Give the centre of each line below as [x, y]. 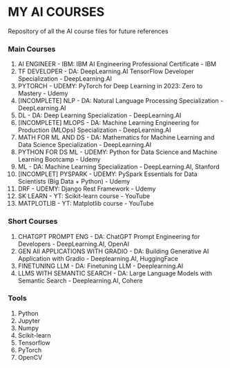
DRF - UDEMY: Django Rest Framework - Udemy [87, 189]
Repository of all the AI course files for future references [88, 31]
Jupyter [29, 320]
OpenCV [30, 357]
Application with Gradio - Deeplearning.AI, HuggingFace [98, 258]
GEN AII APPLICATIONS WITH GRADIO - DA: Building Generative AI [113, 251]
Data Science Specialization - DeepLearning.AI [84, 145]
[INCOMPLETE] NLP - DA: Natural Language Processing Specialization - [121, 101]
